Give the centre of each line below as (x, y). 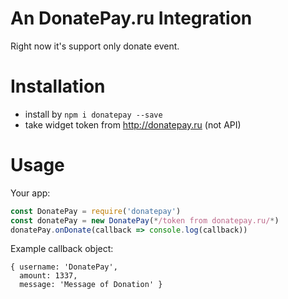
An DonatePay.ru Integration (131, 18)
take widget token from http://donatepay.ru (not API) (133, 124)
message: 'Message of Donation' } (91, 285)
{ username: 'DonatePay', (64, 267)
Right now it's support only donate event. (95, 46)
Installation (58, 86)
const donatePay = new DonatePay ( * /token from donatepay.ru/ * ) (145, 220)
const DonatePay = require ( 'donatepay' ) (96, 211)
